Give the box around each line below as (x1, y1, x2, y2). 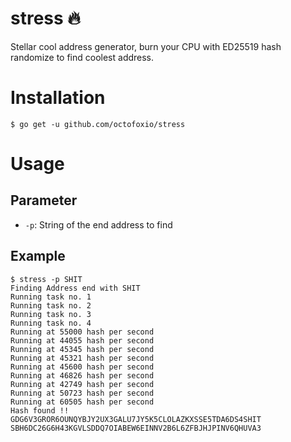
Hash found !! (10, 405, 70, 416)
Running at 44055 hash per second (10, 335, 155, 346)
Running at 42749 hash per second (10, 379, 155, 389)
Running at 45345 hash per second (10, 344, 155, 354)
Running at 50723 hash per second (10, 388, 155, 398)
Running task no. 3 (10, 309, 92, 319)
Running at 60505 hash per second (10, 397, 155, 407)
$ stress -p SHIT (10, 274, 83, 284)
